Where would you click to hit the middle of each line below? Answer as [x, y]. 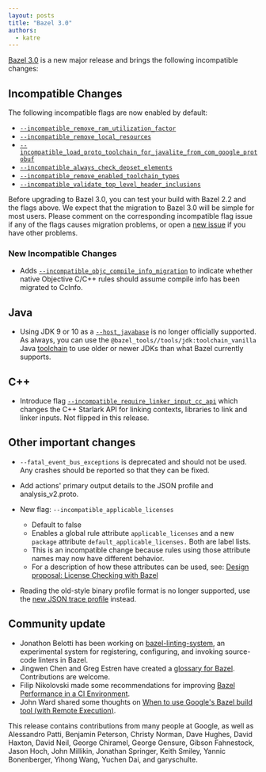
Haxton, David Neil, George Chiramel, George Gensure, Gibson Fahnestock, [131, 743]
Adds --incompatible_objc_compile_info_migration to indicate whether [136, 271]
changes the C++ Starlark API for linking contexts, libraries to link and [133, 409]
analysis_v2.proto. [49, 494]
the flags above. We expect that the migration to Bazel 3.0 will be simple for [131, 208]
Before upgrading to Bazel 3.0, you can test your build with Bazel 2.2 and [127, 200]
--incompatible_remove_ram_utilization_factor [98, 129]
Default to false [56, 525]
